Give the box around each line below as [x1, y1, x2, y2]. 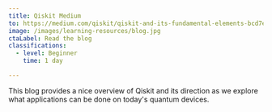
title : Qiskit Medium [8, 11, 82, 20]
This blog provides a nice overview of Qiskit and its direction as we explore [8, 85, 259, 95]
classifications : [8, 42, 67, 50]
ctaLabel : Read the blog [8, 34, 92, 43]
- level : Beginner [15, 49, 79, 57]
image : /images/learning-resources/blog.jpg [8, 27, 161, 35]
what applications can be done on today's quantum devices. [8, 94, 210, 104]
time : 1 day [23, 57, 63, 65]
